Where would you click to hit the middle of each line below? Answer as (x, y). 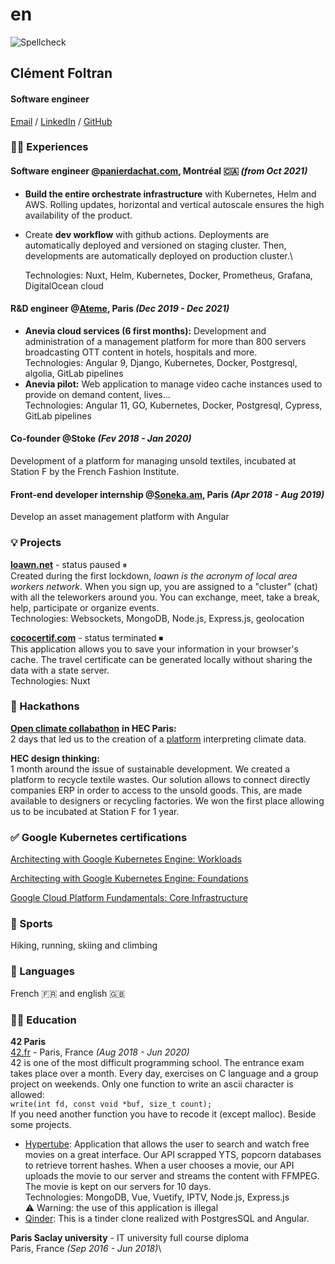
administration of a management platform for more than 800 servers (165, 341)
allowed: (27, 1095)
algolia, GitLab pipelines (74, 373)
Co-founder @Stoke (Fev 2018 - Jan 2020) (101, 439)
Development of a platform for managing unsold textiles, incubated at (153, 461)
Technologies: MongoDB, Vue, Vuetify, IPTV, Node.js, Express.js (157, 1197)
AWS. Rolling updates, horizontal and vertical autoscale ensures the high (174, 204)
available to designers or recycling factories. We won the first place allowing (167, 800)
